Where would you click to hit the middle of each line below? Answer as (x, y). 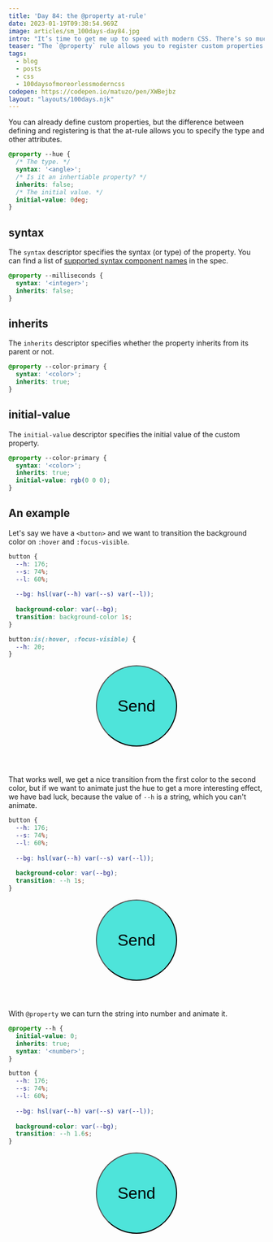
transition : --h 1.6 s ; (54, 1134)
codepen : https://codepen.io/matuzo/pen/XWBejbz (92, 91)
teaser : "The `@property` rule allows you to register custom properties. (138, 46)
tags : (17, 54)
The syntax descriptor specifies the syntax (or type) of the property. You (130, 252)
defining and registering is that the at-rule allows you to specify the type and (136, 131)
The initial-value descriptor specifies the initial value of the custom (124, 434)
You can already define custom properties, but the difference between (126, 122)
